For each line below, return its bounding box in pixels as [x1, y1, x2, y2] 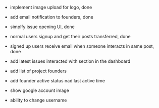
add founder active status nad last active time [10, 78, 105, 83]
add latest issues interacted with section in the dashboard [10, 58, 130, 64]
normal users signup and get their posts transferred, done [10, 34, 131, 39]
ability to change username [10, 97, 67, 103]
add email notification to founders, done [10, 14, 93, 20]
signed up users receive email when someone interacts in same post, [10, 43, 154, 49]
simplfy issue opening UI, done [10, 24, 75, 30]
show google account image [10, 87, 70, 93]
